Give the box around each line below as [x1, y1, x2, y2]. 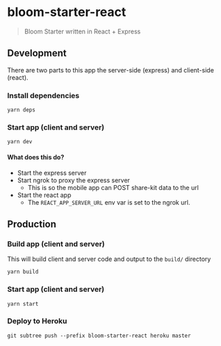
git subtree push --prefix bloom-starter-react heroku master [7, 332, 191, 339]
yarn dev [7, 139, 33, 146]
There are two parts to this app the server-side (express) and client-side [7, 65, 214, 74]
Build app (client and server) [7, 239, 106, 249]
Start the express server [17, 168, 87, 177]
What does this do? [7, 152, 65, 161]
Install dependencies [7, 91, 80, 100]
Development [7, 47, 67, 59]
